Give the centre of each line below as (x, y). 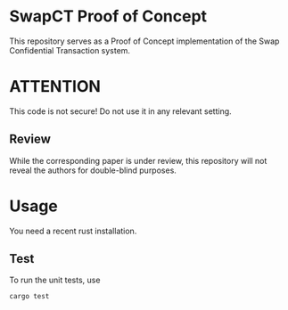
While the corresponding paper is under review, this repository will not (138, 160)
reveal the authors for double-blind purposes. (93, 170)
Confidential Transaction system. (70, 50)
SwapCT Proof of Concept (108, 16)
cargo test (29, 297)
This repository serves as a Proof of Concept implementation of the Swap (144, 41)
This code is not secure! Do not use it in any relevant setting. (120, 111)
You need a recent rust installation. (73, 231)
